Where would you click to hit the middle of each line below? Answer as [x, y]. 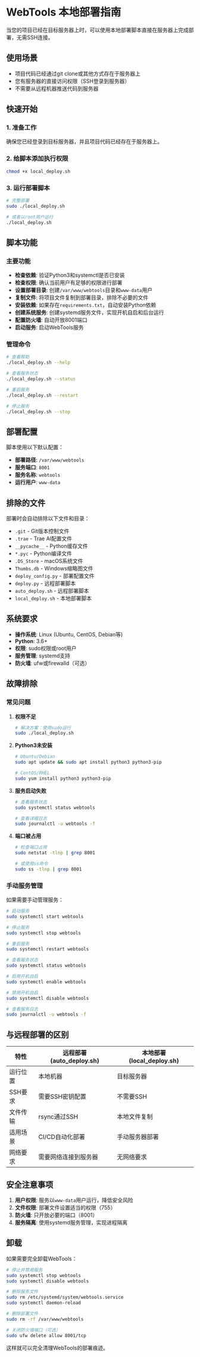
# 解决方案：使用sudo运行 [43, 728]
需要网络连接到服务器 [68, 1157]
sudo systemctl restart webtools [48, 949]
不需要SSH [132, 1097]
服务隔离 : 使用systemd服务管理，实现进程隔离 [71, 1222]
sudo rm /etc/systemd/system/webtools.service [65, 1297]
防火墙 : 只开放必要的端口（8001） [56, 1215]
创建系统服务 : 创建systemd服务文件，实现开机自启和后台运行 [89, 313]
